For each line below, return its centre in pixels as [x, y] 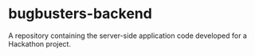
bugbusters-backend [80, 14]
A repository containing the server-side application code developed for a [127, 35]
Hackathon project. [40, 43]
